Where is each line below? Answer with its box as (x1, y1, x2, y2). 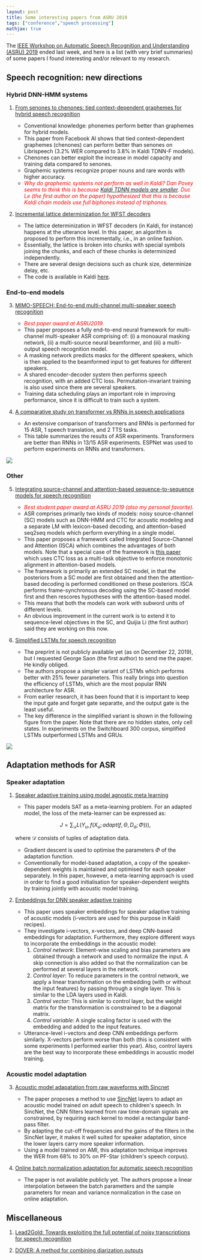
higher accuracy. (23, 173, 66, 180)
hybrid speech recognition (14, 110, 80, 117)
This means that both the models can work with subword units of (23, 599, 185, 606)
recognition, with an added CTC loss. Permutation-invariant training (23, 377, 191, 385)
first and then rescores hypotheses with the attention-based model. (23, 593, 191, 600)
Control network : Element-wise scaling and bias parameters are (32, 947, 191, 954)
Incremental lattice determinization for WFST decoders (14, 210, 151, 217)
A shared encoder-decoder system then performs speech (23, 371, 167, 378)
